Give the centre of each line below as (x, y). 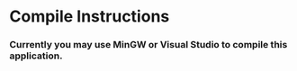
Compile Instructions (90, 17)
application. (36, 56)
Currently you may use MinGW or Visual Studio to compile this (148, 45)
